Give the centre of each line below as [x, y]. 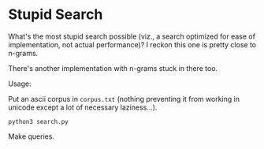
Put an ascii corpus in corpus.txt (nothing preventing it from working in [124, 99]
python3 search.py [38, 121]
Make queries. [32, 136]
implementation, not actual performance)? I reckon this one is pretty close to [132, 44]
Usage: [20, 84]
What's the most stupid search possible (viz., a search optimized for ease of [132, 36]
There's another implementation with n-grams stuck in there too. [113, 68]
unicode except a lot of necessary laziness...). [83, 107]
